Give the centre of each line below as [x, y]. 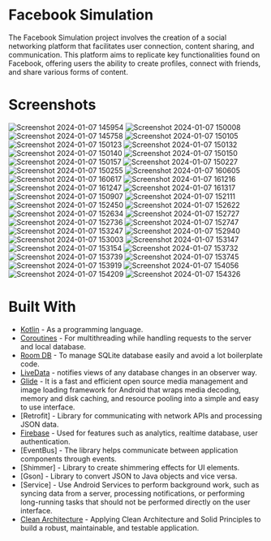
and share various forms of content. [68, 71]
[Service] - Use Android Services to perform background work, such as [140, 484]
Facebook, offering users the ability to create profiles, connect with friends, [135, 63]
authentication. [45, 441]
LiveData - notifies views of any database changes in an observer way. [139, 372]
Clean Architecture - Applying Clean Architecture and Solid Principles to [140, 519]
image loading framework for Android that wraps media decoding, [130, 390]
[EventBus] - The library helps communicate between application [129, 450]
